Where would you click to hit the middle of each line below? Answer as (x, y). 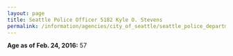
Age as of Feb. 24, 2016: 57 (47, 46)
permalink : (23, 26)
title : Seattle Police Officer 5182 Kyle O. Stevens (85, 20)
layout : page (26, 13)
